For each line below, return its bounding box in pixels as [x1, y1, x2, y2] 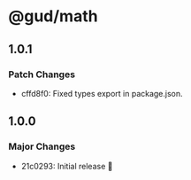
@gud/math [8, 6, 98, 27]
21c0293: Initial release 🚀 [20, 160, 113, 171]
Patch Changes [8, 68, 76, 81]
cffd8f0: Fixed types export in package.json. [20, 88, 183, 98]
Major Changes [8, 140, 76, 153]
